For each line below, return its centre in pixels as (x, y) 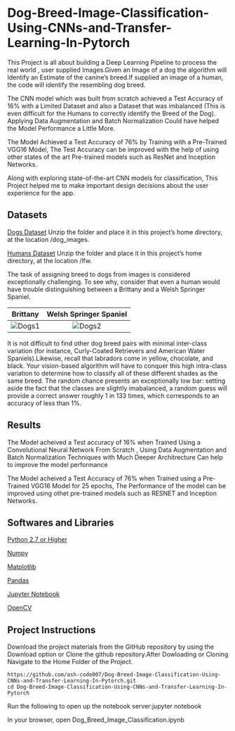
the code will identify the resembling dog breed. (76, 84)
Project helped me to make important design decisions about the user (108, 185)
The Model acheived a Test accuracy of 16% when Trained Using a (104, 442)
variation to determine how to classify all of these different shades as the (113, 373)
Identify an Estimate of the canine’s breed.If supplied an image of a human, (115, 77)
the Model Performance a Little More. (61, 128)
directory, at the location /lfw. (50, 260)
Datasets (27, 215)
